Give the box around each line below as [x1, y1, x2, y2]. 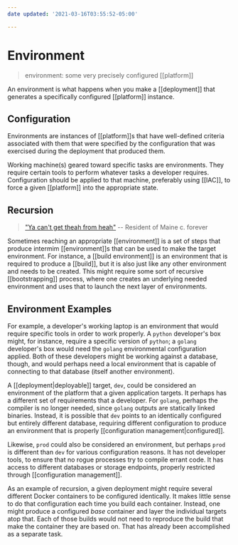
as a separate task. [7, 530, 63, 538]
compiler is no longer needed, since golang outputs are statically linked [7, 404, 215, 412]
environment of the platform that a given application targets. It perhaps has [7, 389, 227, 397]
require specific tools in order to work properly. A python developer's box [7, 329, 222, 338]
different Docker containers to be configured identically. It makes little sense [7, 492, 231, 500]
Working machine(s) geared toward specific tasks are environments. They [7, 161, 225, 170]
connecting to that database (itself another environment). [7, 368, 175, 375]
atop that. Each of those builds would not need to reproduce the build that [7, 514, 224, 523]
